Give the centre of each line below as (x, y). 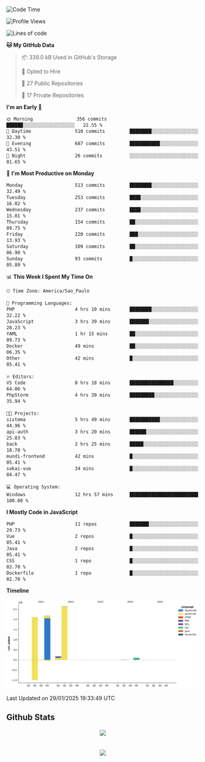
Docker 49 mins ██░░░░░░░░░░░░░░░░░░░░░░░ (102, 346)
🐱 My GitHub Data (31, 45)
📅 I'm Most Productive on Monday (50, 173)
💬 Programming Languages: (39, 303)
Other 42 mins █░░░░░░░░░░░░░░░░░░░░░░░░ (102, 358)
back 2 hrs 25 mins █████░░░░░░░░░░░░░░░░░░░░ (102, 444)
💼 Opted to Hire (41, 71)
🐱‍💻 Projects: (23, 413)
